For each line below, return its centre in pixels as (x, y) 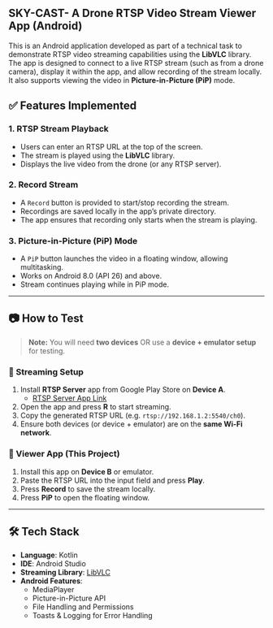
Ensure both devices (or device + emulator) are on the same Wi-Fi (131, 424)
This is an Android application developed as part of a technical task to (125, 45)
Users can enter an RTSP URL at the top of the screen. (111, 146)
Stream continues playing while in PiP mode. (94, 284)
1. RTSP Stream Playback (59, 129)
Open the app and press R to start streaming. (96, 407)
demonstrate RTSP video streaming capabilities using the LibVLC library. (130, 54)
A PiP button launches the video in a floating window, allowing (124, 258)
